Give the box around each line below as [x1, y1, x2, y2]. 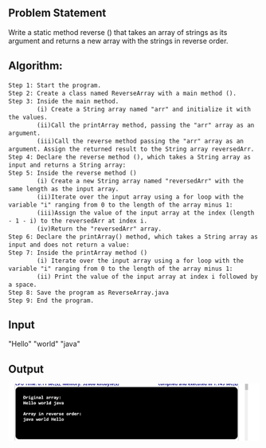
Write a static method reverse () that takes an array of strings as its [8, 27, 228, 37]
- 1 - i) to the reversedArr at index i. [8, 217, 148, 225]
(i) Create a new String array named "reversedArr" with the [37, 177, 244, 185]
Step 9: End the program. [8, 297, 94, 305]
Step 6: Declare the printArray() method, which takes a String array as [8, 233, 259, 241]
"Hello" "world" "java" [8, 339, 81, 349]
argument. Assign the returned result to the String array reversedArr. [8, 145, 255, 153]
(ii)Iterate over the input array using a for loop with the [37, 193, 244, 201]
